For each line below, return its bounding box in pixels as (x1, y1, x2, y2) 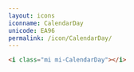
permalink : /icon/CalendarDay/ (8, 34, 112, 42)
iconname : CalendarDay (8, 19, 84, 27)
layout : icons (8, 11, 56, 20)
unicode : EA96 (8, 26, 56, 34)
